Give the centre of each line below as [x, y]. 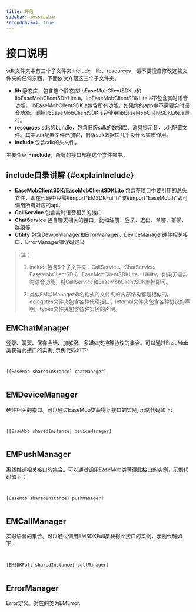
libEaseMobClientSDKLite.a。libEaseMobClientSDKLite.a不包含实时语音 [101, 98]
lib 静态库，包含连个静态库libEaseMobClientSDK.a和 [78, 91]
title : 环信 [20, 11]
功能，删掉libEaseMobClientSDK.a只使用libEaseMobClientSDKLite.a [102, 113]
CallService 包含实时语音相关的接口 [58, 213]
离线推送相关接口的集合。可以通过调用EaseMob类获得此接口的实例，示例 [95, 469]
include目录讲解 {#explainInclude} [70, 175]
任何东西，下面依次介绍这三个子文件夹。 [70, 78]
